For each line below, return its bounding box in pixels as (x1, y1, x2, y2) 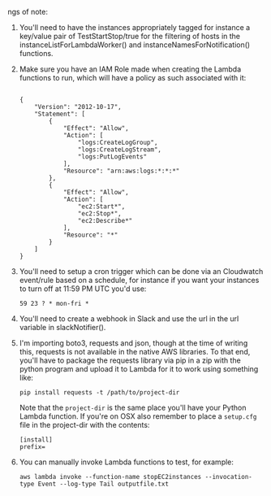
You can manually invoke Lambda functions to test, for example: (19, 457, 234, 467)
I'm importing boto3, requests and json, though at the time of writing (19, 338, 248, 348)
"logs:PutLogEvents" (77, 153, 148, 161)
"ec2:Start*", (77, 202, 126, 211)
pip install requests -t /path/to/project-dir (19, 389, 180, 397)
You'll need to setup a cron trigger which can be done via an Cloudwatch (19, 267, 264, 276)
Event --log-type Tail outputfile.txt (37, 480, 170, 488)
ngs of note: (7, 7, 49, 16)
